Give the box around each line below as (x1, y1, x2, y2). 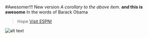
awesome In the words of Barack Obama (5, 9, 88, 15)
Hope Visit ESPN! (17, 19, 52, 24)
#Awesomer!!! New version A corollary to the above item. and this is (5, 4, 143, 10)
